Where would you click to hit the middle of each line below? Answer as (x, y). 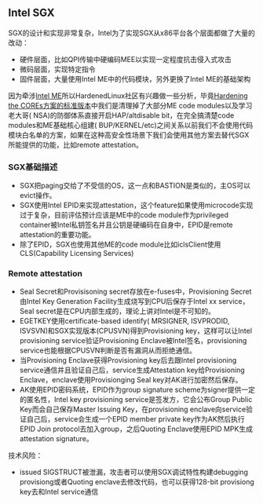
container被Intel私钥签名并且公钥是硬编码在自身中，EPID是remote (126, 225)
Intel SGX (31, 13)
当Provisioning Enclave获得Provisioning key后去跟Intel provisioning (128, 360)
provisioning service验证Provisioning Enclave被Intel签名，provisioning (133, 341)
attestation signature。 (56, 439)
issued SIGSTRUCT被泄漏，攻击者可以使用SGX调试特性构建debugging (134, 472)
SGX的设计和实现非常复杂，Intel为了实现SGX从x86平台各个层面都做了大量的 (131, 33)
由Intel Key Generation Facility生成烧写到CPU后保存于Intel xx (118, 301)
